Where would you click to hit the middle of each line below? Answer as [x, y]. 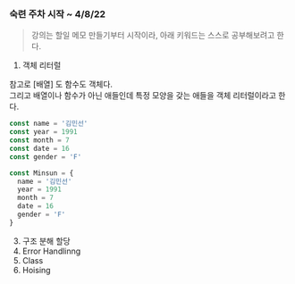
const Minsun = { [42, 173]
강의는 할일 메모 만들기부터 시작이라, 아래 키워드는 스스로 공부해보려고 [153, 35]
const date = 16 [39, 148]
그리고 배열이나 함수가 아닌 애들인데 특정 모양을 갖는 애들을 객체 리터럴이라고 [143, 96]
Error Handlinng [51, 251]
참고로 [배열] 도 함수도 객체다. [61, 84]
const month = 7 [39, 140]
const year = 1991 [43, 132]
